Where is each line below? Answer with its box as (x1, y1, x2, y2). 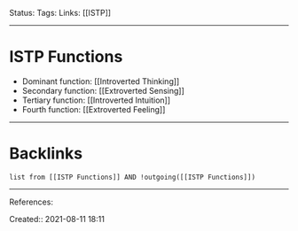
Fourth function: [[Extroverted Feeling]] (21, 104, 166, 114)
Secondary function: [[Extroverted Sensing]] (21, 85, 184, 96)
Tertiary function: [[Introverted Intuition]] (21, 95, 171, 105)
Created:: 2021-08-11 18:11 (9, 213, 105, 224)
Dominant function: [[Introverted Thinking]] (21, 75, 180, 87)
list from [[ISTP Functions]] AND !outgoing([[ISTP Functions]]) (9, 173, 255, 181)
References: (9, 196, 53, 207)
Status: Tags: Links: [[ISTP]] (9, 8, 112, 18)
